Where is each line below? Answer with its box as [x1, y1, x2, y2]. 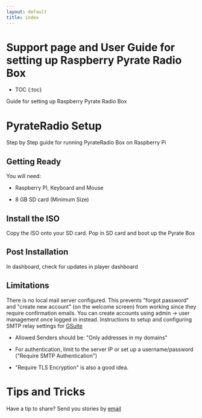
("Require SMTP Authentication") [14, 352, 98, 359]
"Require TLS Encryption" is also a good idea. [14, 364, 128, 371]
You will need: [6, 173, 41, 180]
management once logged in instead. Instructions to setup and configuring [6, 315, 192, 323]
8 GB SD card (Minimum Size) [14, 196, 89, 203]
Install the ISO [6, 213, 60, 223]
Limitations [6, 280, 49, 291]
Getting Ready [6, 156, 62, 167]
